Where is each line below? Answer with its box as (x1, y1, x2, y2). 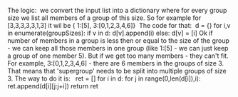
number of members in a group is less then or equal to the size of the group (7, 36, 229, 45)
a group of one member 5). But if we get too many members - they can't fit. (7, 51, 229, 60)
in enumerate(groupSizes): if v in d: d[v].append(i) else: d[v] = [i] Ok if (7, 29, 213, 37)
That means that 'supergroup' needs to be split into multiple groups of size (7, 67, 227, 75)
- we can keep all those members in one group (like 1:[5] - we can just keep (7, 44, 229, 52)
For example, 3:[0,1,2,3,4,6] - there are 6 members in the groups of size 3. (7, 59, 224, 67)
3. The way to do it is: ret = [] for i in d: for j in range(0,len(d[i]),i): (7, 74, 201, 83)
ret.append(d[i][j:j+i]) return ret (7, 82, 98, 90)
